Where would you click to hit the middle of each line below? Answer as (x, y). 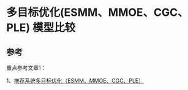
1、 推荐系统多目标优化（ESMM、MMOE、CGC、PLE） (75, 81)
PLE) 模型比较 (41, 28)
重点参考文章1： (26, 68)
